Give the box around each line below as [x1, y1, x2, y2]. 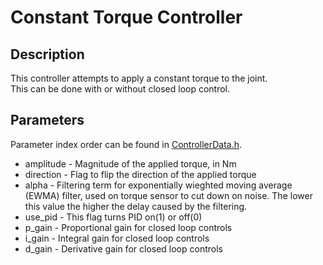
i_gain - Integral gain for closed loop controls [24, 232, 210, 244]
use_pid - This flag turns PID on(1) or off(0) [24, 211, 203, 223]
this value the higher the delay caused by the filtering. [24, 200, 248, 212]
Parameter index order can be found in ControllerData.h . [10, 138, 243, 150]
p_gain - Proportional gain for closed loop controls [24, 221, 233, 233]
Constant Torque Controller [10, 6, 243, 29]
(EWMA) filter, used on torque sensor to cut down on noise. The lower [24, 189, 313, 201]
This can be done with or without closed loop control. [10, 83, 231, 95]
